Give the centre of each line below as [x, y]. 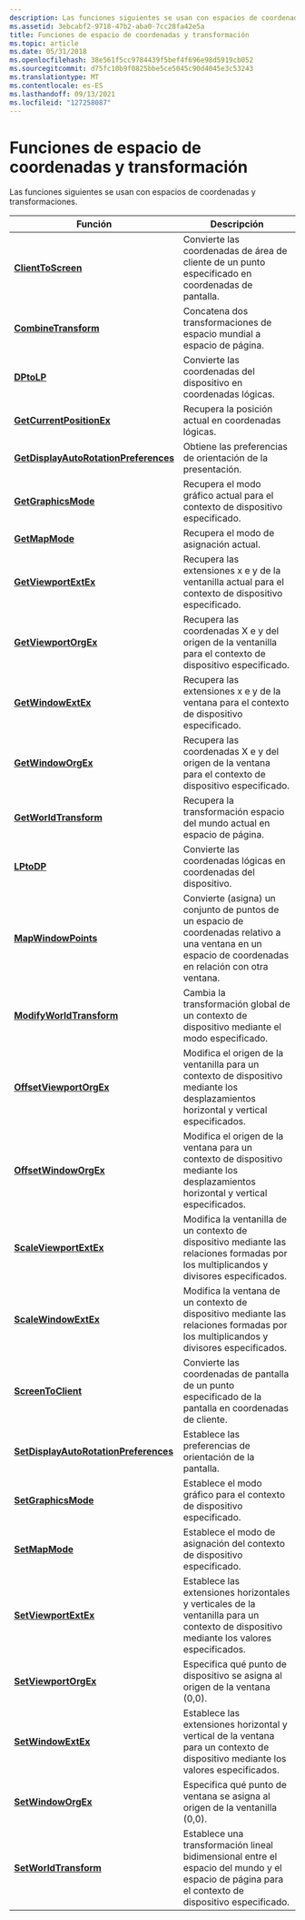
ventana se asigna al [226, 1796]
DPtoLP [30, 377]
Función [94, 224]
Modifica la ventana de [231, 1291]
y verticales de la [219, 1604]
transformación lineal [228, 1845]
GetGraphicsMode [54, 502]
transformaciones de [227, 322]
